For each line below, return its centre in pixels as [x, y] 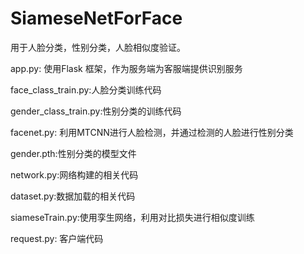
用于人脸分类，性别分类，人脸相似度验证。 [98, 47]
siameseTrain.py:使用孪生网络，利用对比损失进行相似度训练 [132, 217]
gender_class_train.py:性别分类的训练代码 [96, 111]
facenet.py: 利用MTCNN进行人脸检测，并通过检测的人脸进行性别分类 [152, 132]
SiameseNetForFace [96, 18]
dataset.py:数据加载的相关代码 [73, 196]
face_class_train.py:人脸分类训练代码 [86, 89]
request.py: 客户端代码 [57, 238]
